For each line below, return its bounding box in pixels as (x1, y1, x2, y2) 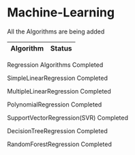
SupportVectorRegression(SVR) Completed (7, 113, 128, 122)
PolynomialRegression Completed (7, 100, 102, 109)
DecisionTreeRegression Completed (7, 126, 108, 135)
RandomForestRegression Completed (7, 140, 112, 148)
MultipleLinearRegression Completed (7, 87, 111, 95)
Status (50, 43, 73, 53)
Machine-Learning (7, 5, 115, 20)
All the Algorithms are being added (7, 27, 105, 36)
